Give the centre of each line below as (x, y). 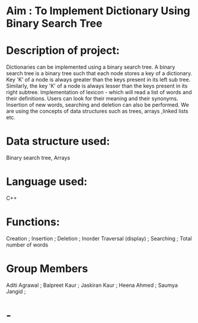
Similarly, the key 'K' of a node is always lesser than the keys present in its (97, 86)
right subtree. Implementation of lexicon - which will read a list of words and (99, 92)
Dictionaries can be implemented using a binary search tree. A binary (91, 67)
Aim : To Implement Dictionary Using (98, 11)
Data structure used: (58, 141)
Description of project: (63, 51)
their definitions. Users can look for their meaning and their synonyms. (92, 98)
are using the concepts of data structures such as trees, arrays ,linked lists (97, 111)
